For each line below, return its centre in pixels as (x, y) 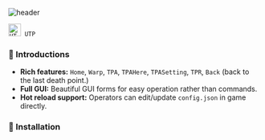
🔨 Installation (35, 127)
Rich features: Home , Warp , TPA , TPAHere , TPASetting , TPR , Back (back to (135, 72)
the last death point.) (54, 80)
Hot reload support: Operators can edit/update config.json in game (133, 97)
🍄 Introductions (39, 54)
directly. (33, 106)
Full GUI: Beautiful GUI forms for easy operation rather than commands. (139, 89)
